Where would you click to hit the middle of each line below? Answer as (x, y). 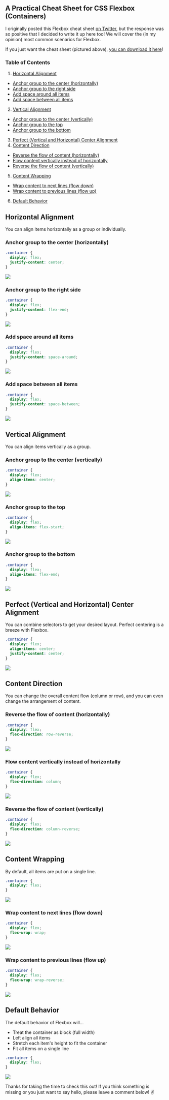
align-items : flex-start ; (37, 527)
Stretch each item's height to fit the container (60, 1043)
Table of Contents (28, 62)
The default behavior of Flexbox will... (45, 1022)
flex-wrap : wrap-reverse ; (37, 980)
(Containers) (26, 17)
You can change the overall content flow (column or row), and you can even (84, 696)
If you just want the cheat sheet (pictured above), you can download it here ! (84, 49)
